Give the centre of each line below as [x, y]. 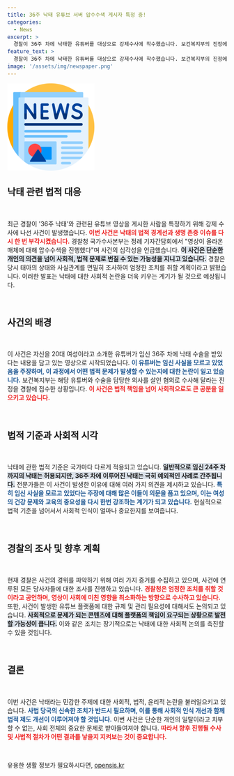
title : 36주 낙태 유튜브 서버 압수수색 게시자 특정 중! [77, 15]
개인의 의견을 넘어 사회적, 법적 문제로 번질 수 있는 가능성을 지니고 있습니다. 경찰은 [116, 258]
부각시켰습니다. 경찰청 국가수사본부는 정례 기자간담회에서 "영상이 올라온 [126, 241]
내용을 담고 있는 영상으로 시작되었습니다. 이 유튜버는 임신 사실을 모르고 [115, 363]
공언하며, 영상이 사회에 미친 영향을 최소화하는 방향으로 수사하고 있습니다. [123, 598]
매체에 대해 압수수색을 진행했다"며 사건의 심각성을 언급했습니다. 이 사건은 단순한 [115, 250]
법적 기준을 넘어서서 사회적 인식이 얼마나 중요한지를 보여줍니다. [93, 511]
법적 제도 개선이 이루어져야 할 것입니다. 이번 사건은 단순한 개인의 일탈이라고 [109, 719]
